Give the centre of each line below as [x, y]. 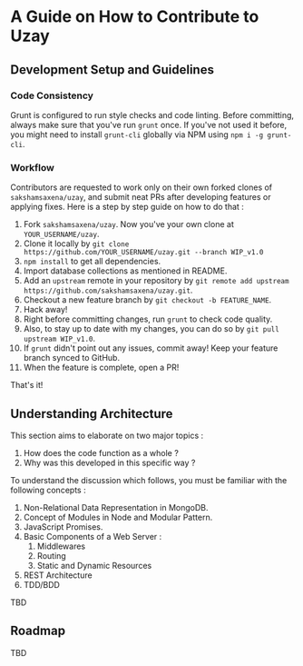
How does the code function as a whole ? [101, 452]
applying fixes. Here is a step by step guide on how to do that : [127, 207]
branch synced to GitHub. [72, 358]
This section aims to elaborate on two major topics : [107, 435]
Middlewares [61, 546]
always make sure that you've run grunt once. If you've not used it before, [149, 124]
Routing [51, 555]
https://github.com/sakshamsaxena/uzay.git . [108, 290]
